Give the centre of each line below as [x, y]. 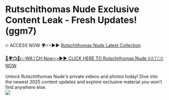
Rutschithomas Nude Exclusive [72, 9]
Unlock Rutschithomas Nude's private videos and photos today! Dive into [82, 76]
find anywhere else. [26, 87]
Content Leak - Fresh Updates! [71, 20]
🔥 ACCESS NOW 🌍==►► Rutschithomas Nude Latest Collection [73, 45]
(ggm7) [21, 31]
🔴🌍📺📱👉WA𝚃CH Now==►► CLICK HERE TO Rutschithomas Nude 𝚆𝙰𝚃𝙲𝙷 [84, 58]
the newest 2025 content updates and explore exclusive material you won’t [84, 82]
